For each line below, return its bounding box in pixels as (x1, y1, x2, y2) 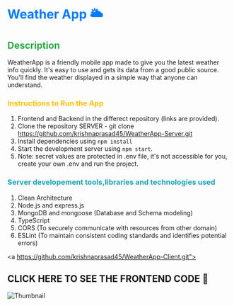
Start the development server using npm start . (17, 144, 153, 153)
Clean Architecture (17, 193, 73, 202)
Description (7, 39, 60, 51)
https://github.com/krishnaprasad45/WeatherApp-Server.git (17, 130, 193, 138)
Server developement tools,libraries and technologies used (7, 177, 216, 187)
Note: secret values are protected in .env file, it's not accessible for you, (17, 152, 228, 161)
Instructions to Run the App (7, 98, 104, 108)
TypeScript (17, 216, 50, 225)
